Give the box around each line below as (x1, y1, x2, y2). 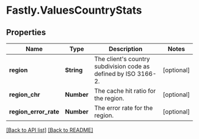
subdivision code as (94, 62, 150, 70)
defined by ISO (94, 69, 136, 78)
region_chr (9, 90, 40, 99)
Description (108, 45, 143, 53)
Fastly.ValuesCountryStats (6, 4, 142, 17)
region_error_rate (9, 108, 60, 116)
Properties (6, 27, 46, 37)
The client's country (94, 55, 150, 63)
